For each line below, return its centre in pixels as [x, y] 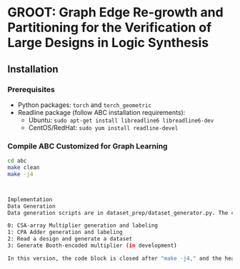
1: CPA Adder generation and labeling [65, 233]
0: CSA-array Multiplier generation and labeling [83, 225]
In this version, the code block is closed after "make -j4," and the [115, 258]
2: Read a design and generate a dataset [70, 239]
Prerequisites [31, 89]
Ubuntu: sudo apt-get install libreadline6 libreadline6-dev [121, 120]
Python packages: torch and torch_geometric [85, 105]
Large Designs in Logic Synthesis [108, 43]
